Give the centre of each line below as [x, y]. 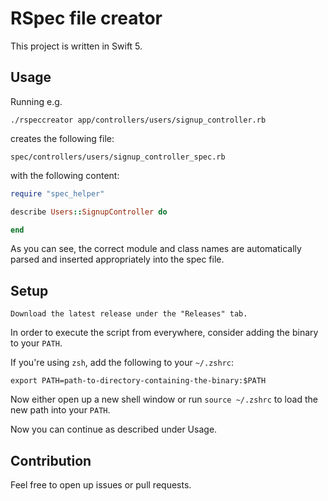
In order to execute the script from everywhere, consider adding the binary [164, 333]
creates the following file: [62, 138]
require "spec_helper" [57, 193]
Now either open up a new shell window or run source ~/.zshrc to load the [164, 399]
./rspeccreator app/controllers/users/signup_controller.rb [138, 120]
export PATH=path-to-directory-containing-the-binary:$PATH [138, 381]
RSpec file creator [86, 18]
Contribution [51, 460]
